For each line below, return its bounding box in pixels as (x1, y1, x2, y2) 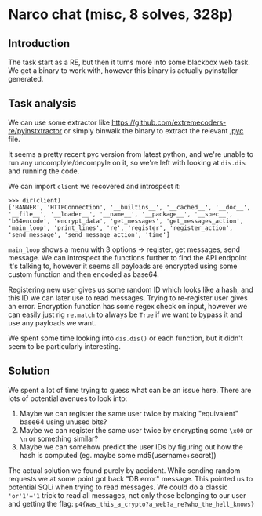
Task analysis (8, 96, 77, 111)
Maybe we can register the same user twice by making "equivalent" (19, 409, 239, 418)
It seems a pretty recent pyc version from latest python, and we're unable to (8, 149, 253, 158)
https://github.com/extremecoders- (111, 118, 227, 127)
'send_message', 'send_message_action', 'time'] (8, 231, 170, 238)
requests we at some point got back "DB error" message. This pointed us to (8, 474, 253, 483)
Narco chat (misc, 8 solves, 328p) (8, 5, 234, 24)
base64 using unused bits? (19, 417, 107, 427)
